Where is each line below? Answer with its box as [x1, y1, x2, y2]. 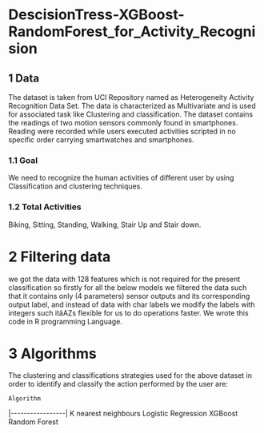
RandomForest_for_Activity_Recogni [8, 22, 256, 41]
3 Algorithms [8, 344, 98, 363]
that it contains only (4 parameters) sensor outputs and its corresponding [8, 291, 250, 300]
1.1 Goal [8, 154, 38, 165]
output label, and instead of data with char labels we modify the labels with [8, 300, 256, 309]
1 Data [8, 71, 40, 85]
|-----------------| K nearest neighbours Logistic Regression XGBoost [8, 409, 238, 419]
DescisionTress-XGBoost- [8, 6, 186, 24]
